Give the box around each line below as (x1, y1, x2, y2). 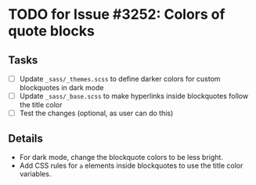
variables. (19, 169, 52, 178)
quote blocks (8, 22, 96, 40)
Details (8, 132, 43, 145)
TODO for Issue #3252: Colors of (8, 5, 225, 24)
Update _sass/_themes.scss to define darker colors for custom (19, 74, 221, 83)
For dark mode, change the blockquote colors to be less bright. (19, 153, 223, 161)
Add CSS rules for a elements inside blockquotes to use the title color (19, 161, 243, 170)
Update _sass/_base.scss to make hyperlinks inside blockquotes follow (19, 92, 249, 101)
